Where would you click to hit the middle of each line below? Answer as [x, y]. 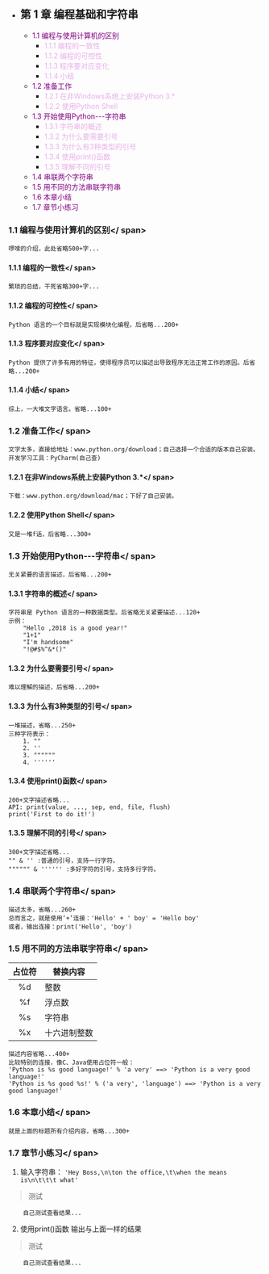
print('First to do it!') [52, 814]
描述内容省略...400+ [39, 1054]
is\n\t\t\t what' [49, 1180]
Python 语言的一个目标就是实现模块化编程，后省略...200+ [94, 325]
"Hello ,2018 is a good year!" [75, 628]
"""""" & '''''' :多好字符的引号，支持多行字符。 [84, 869]
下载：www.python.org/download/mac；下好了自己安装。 [93, 496]
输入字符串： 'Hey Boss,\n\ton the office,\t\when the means [123, 1172]
